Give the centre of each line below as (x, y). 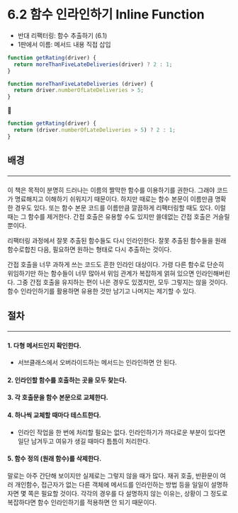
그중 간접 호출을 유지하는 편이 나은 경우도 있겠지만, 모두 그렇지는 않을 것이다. (122, 282)
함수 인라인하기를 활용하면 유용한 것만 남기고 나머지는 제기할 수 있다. (102, 291)
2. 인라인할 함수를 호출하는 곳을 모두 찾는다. (67, 380)
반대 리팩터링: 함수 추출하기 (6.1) (62, 35)
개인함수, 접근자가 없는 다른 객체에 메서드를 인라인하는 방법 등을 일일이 (112, 484)
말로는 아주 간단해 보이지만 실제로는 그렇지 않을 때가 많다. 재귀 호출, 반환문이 (113, 475)
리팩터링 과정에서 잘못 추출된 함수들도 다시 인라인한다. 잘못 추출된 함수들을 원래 (117, 241)
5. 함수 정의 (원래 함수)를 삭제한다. (54, 458)
